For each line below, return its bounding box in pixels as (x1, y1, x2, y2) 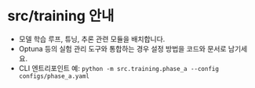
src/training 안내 (7, 7, 115, 25)
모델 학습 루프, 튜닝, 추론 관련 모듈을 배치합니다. (18, 34, 166, 44)
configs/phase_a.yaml (18, 72, 89, 80)
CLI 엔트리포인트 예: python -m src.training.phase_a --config (18, 63, 219, 72)
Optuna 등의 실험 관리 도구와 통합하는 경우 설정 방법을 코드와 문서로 (18, 44, 227, 53)
